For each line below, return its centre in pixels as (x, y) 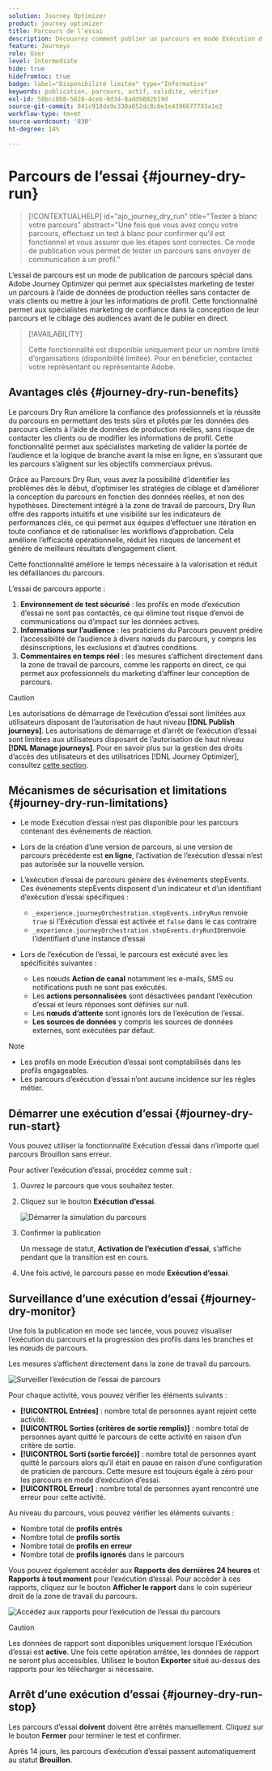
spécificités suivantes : (58, 963)
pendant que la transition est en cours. (85, 1257)
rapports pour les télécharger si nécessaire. (81, 1669)
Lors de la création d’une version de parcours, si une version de (126, 847)
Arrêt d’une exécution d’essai (84, 1694)
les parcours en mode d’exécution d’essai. (90, 1480)
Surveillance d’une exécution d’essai (103, 1298)
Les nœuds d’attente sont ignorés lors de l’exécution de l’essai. (138, 1013)
